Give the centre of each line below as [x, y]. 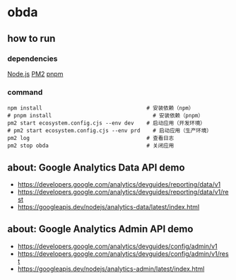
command [25, 92]
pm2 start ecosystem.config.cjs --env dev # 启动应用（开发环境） [107, 123]
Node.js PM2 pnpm [35, 74]
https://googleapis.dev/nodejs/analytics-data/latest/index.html [108, 206]
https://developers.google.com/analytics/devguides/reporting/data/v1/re [123, 192]
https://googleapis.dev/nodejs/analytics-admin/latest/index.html [111, 269]
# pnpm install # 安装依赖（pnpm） [105, 116]
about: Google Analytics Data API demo [96, 167]
